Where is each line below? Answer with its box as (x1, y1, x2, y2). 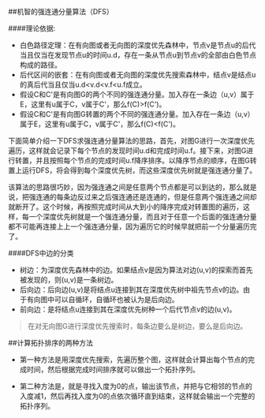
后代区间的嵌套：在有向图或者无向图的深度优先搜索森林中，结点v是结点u (19, 70, 256, 79)
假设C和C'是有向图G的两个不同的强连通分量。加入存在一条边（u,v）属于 (19, 90, 255, 99)
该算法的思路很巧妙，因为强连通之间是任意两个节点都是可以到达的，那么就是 (8, 182, 257, 192)
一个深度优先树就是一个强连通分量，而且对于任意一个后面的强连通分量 (28, 212, 257, 221)
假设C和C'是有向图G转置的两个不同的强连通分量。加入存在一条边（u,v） (19, 110, 255, 118)
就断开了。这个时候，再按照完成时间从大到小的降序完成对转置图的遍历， (8, 202, 243, 211)
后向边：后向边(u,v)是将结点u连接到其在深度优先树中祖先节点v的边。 (19, 285, 244, 294)
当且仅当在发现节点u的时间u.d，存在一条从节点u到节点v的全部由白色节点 (19, 50, 257, 59)
